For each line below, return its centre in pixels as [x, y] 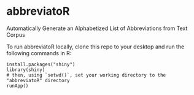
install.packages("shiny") [41, 64]
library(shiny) [26, 70]
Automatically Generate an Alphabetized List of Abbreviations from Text [97, 28]
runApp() [17, 86]
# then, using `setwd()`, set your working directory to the [86, 75]
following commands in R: [39, 53]
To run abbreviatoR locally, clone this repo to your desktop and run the [95, 47]
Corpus [16, 34]
